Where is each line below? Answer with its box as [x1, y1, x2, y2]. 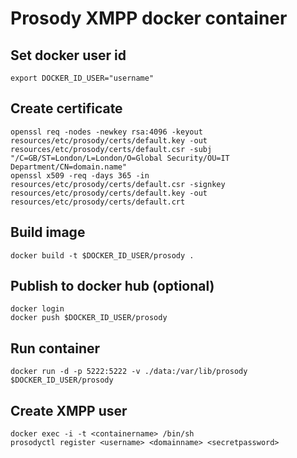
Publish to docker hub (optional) [10, 278, 215, 295]
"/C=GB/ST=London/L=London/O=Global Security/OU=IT [10, 153, 230, 163]
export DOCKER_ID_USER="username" [10, 73, 155, 83]
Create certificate [10, 100, 123, 117]
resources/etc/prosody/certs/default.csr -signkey [10, 179, 226, 189]
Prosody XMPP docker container [10, 7, 288, 30]
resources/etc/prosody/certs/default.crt [10, 197, 186, 207]
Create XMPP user [10, 402, 128, 419]
